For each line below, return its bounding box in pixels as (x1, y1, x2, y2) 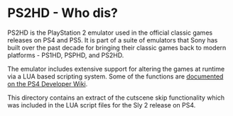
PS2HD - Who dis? (7, 5, 119, 21)
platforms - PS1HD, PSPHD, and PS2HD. (7, 51, 124, 59)
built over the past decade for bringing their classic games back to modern (7, 43, 227, 52)
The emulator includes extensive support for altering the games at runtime (7, 64, 225, 73)
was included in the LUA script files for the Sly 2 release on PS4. (7, 100, 196, 109)
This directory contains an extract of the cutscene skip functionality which (7, 93, 225, 102)
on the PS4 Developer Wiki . (7, 79, 88, 88)
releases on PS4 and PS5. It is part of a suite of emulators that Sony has (7, 35, 218, 44)
